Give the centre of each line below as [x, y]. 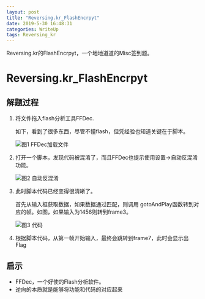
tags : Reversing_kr [31, 35]
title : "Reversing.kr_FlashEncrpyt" [53, 18]
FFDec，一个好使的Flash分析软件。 [60, 282]
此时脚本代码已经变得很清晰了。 [55, 192]
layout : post [23, 12]
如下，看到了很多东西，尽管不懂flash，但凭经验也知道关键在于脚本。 [102, 131]
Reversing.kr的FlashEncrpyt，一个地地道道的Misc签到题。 [80, 53]
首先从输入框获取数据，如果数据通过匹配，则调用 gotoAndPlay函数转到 [104, 204]
